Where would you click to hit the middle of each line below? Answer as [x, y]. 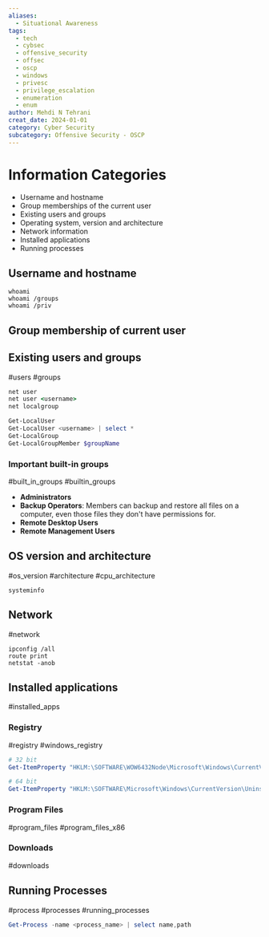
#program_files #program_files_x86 [67, 827]
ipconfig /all [32, 649]
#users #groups [35, 377]
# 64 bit [23, 782]
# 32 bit [23, 760]
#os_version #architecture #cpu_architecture [82, 575]
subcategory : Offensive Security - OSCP [77, 135]
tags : [17, 30]
